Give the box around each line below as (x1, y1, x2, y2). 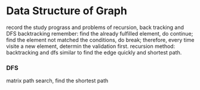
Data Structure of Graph (6, 4, 127, 18)
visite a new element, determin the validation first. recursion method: (6, 43, 176, 50)
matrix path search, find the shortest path (6, 77, 109, 84)
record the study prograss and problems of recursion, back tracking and (6, 24, 184, 31)
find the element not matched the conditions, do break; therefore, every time (6, 36, 195, 43)
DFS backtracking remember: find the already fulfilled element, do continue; (6, 30, 193, 37)
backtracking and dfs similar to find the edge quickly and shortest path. (6, 49, 182, 56)
